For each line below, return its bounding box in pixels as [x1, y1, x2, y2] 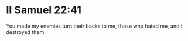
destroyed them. [6, 28, 46, 35]
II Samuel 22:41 [6, 3, 82, 17]
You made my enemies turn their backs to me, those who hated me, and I [6, 23, 183, 29]
